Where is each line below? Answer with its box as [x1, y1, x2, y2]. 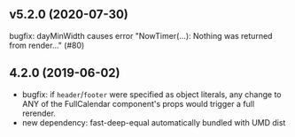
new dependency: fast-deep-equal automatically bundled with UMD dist [21, 117, 286, 127]
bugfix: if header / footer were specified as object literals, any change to [21, 88, 282, 100]
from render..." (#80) [9, 40, 85, 50]
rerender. [21, 108, 56, 118]
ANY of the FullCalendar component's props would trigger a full [21, 98, 255, 109]
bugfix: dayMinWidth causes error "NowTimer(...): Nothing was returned [9, 30, 273, 41]
